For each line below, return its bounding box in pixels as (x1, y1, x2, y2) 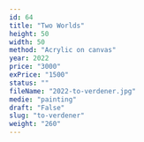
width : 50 (9, 37, 46, 47)
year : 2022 (9, 54, 49, 63)
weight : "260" (9, 120, 62, 129)
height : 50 (9, 29, 49, 38)
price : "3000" (9, 63, 62, 71)
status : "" (9, 78, 49, 87)
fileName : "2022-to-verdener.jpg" (9, 86, 137, 95)
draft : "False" (9, 103, 65, 112)
